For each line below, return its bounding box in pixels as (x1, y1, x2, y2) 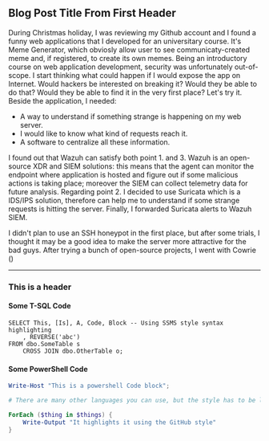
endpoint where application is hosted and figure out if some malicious (8, 169, 239, 179)
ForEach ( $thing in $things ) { (8, 410, 113, 419)
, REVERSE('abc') (22, 333, 81, 341)
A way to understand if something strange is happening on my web (19, 112, 242, 121)
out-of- (235, 62, 259, 71)
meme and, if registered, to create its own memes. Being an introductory (8, 53, 247, 63)
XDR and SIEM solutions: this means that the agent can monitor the (33, 161, 255, 171)
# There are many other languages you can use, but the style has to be (8, 397, 256, 405)
